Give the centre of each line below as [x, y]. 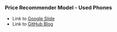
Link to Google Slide [33, 19]
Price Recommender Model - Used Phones [58, 8]
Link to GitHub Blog [32, 24]
